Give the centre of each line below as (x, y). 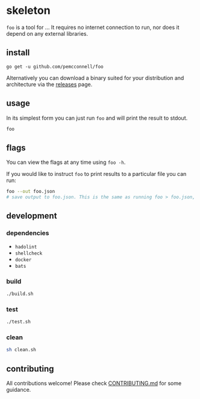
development (32, 216)
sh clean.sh (21, 350)
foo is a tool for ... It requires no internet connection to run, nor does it (93, 27)
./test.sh (19, 322)
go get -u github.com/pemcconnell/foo (55, 66)
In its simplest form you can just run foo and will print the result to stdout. (97, 118)
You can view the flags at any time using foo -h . (66, 162)
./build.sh (20, 294)
